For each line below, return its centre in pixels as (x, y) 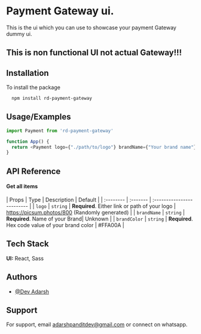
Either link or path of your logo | (137, 206)
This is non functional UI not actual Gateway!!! (94, 53)
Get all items (22, 186)
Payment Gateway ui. (60, 11)
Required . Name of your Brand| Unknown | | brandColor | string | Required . (100, 219)
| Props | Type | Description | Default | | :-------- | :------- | (79, 200)
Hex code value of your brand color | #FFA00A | (65, 225)
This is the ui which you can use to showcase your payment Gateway (91, 27)
